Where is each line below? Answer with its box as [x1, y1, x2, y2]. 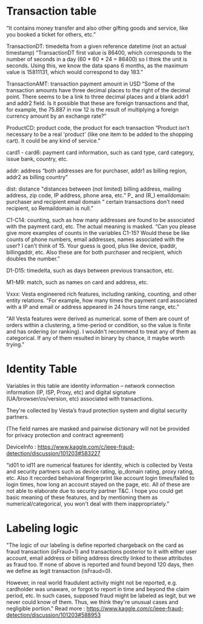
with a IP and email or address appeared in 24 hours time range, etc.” [6, 303, 180, 310]
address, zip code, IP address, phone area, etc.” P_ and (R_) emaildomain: [6, 191, 191, 198]
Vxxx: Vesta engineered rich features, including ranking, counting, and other [6, 290, 197, 297]
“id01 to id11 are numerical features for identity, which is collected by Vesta [6, 461, 193, 469]
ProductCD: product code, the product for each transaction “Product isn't [6, 124, 190, 131]
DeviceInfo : [6, 443, 36, 450]
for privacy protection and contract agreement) [6, 431, 124, 438]
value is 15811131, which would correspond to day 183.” [6, 68, 144, 75]
